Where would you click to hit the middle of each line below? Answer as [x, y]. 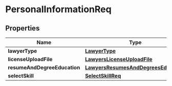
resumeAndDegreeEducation [44, 67]
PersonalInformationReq [58, 9]
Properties [23, 28]
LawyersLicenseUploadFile [119, 59]
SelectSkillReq [103, 76]
